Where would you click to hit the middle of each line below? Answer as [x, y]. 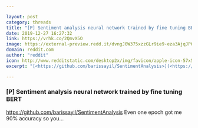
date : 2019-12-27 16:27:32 [39, 33]
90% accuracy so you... [35, 118]
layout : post [22, 17]
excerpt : [17, 66]
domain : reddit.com [30, 50]
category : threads [29, 22]
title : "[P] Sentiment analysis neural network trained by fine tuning [96, 28]
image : [14, 44]
